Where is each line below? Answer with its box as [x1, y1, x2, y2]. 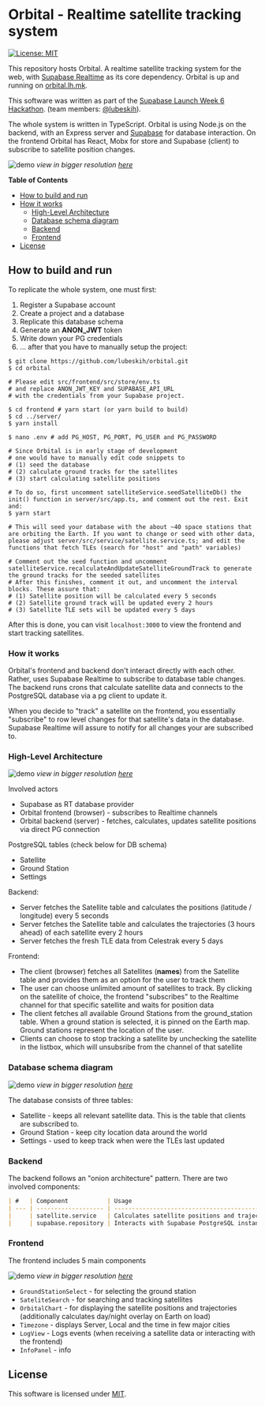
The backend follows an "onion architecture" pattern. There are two [8, 1173, 229, 1183]
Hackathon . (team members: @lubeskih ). [8, 104, 142, 114]
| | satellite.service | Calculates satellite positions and [8, 1212, 235, 1220]
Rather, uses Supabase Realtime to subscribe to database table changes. [8, 674, 246, 684]
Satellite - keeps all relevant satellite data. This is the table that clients [19, 1111, 246, 1120]
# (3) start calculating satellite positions [8, 474, 160, 482]
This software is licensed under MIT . [8, 1389, 127, 1398]
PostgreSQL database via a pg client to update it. [8, 691, 167, 700]
